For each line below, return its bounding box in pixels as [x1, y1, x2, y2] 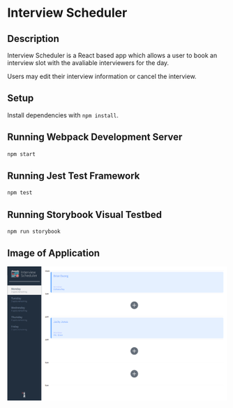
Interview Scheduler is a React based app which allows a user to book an [7, 51, 218, 59]
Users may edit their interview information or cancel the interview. [7, 72, 197, 80]
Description [7, 33, 59, 45]
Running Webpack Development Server [7, 131, 183, 143]
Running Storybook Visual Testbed [7, 208, 163, 221]
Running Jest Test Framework [7, 170, 140, 182]
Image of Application [7, 247, 100, 259]
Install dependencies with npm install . [7, 110, 119, 119]
